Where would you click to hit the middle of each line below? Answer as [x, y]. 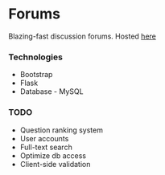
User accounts [44, 138]
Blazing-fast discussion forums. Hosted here [82, 36]
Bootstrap [36, 75]
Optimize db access [53, 155]
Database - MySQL [52, 92]
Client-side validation [55, 164]
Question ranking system [61, 130]
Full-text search [46, 147]
